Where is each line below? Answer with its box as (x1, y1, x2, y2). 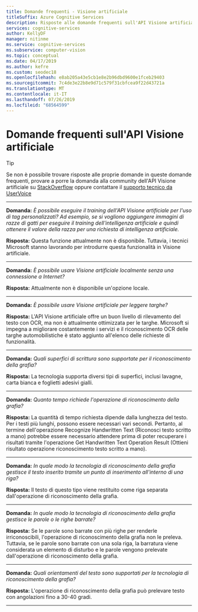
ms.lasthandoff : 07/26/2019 (6, 96, 75, 102)
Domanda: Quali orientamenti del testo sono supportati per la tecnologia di (6, 569, 189, 577)
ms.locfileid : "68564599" (6, 102, 70, 108)
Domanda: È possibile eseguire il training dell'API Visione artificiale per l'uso (6, 207, 192, 214)
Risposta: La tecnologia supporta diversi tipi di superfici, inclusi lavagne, (6, 373, 183, 380)
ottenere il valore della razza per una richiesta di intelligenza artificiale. (6, 226, 180, 233)
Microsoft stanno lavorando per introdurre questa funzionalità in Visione (6, 244, 181, 251)
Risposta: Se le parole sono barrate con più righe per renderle (6, 527, 157, 535)
